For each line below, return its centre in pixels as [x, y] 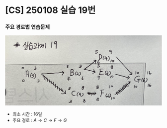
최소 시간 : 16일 [27, 114]
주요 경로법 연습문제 [28, 27]
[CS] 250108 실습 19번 [50, 10]
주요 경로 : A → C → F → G [40, 121]
